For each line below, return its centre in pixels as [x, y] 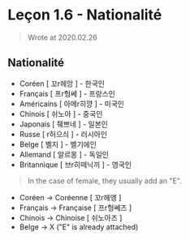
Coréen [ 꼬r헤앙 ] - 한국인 [62, 84]
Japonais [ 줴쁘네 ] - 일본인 [64, 124]
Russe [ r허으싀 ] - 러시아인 [63, 134]
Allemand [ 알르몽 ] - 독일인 [64, 154]
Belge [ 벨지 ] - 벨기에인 [58, 144]
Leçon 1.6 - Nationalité [85, 15]
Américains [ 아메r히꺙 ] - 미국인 [72, 104]
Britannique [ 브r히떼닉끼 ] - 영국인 [75, 165]
